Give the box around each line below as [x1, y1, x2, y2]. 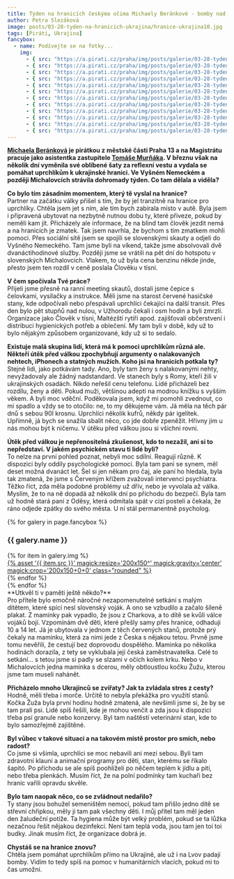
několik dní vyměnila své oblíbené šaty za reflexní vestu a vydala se [7, 161, 208, 170]
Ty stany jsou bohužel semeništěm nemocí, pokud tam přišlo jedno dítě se [7, 799, 220, 808]
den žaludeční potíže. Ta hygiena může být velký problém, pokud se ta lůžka [7, 814, 227, 822]
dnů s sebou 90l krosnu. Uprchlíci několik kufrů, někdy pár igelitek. [7, 409, 199, 418]
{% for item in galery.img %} [7, 551, 89, 559]
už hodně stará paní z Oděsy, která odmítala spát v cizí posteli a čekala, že [7, 497, 221, 505]
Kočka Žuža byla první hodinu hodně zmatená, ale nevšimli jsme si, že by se [7, 698, 225, 707]
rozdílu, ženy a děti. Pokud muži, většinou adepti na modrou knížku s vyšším [7, 387, 226, 395]
